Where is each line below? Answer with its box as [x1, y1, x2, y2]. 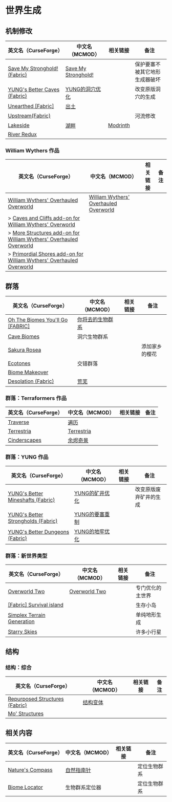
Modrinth [108, 122, 131, 128]
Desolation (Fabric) [8, 378, 54, 385]
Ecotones [8, 360, 31, 367]
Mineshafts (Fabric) [8, 496, 55, 503]
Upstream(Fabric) [8, 112, 51, 119]
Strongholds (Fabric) [8, 517, 58, 525]
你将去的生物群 [77, 316, 114, 323]
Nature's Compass [8, 766, 53, 773]
